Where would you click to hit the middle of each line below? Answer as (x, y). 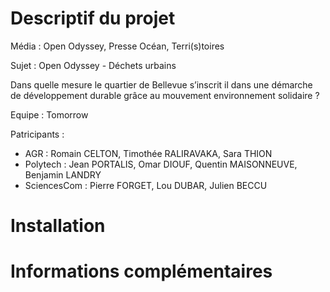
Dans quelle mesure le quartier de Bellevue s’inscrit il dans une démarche (161, 84)
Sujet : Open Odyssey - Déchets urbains (93, 65)
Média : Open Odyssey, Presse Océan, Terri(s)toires (117, 46)
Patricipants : (37, 134)
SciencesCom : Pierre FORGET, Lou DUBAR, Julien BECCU (146, 185)
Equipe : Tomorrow (49, 114)
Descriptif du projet (93, 18)
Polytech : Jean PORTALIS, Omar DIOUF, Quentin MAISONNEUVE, (161, 164)
